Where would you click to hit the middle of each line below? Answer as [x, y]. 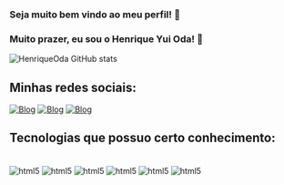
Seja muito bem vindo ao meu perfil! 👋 [95, 15]
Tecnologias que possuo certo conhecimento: [142, 138]
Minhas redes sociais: [73, 87]
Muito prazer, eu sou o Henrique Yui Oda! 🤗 [106, 38]
